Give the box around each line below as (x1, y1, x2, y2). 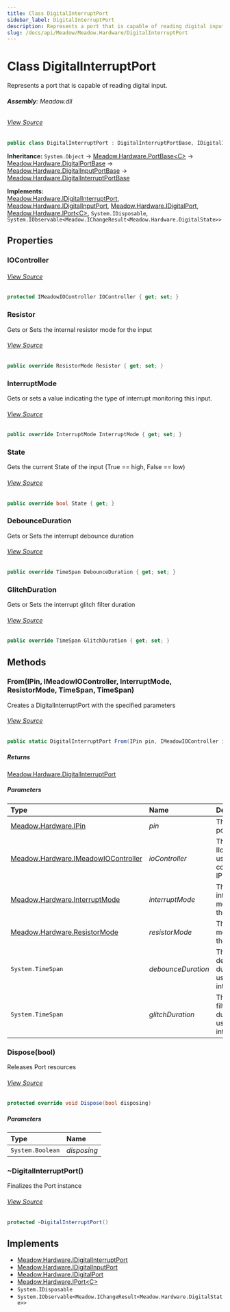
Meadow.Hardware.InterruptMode (10, 894, 120, 904)
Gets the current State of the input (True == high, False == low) (7, 463, 186, 471)
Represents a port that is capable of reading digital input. (7, 82, 168, 90)
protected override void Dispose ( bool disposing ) (7, 1100, 152, 1107)
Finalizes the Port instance (7, 1182, 82, 1190)
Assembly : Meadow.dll (7, 97, 73, 105)
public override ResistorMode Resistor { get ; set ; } (7, 362, 164, 369)
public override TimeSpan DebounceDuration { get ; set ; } (7, 569, 176, 575)
